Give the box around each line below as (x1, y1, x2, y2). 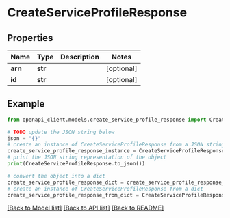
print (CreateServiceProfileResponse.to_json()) (7, 161, 146, 167)
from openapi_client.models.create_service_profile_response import (7, 116, 207, 123)
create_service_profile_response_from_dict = (7, 191, 139, 199)
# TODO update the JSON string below (7, 128, 115, 135)
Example (7, 98, 45, 110)
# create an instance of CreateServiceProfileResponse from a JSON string (7, 141, 225, 148)
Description (60, 53, 99, 62)
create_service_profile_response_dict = (7, 179, 125, 186)
